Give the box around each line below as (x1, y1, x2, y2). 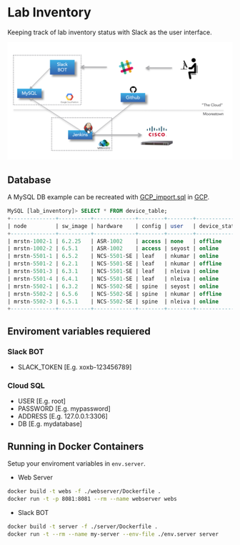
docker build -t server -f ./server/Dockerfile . (7, 523, 159, 530)
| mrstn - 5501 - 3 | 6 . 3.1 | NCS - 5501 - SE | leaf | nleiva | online (7, 268, 219, 275)
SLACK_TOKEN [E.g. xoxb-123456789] (17, 363, 132, 371)
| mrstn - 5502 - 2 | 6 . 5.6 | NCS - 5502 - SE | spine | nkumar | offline (7, 290, 222, 297)
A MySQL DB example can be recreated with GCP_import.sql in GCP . (7, 193, 209, 201)
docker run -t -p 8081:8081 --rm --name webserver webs (7, 495, 177, 502)
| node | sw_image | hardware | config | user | (7, 222, 196, 229)
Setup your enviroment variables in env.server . (7, 459, 146, 468)
